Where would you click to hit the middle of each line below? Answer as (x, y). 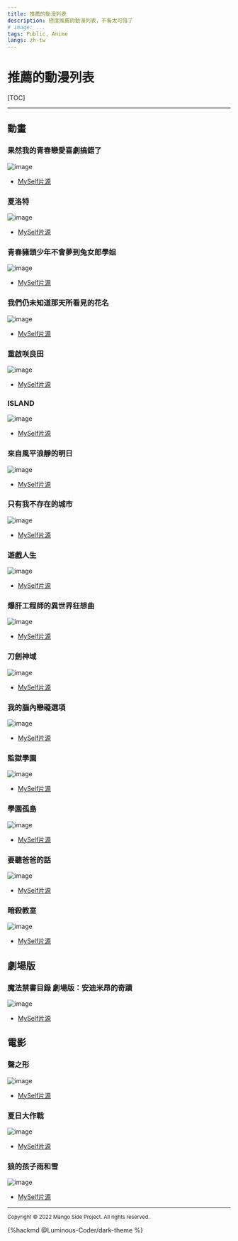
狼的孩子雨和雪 (33, 1166)
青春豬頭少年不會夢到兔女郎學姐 (62, 252)
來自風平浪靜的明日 (40, 453)
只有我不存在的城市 (40, 504)
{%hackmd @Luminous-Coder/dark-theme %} (75, 1230)
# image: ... (27, 27)
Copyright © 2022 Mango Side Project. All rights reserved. (79, 1217)
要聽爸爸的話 (29, 859)
